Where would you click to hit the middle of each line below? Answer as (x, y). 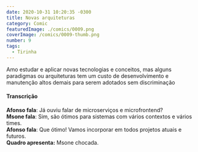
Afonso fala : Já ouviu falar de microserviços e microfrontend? (85, 110)
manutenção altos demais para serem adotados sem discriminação (91, 82)
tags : (13, 47)
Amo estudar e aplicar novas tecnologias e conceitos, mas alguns (89, 69)
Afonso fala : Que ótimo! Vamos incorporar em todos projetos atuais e (94, 129)
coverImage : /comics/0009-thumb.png (53, 35)
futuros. (16, 136)
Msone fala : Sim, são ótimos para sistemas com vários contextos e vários (99, 116)
